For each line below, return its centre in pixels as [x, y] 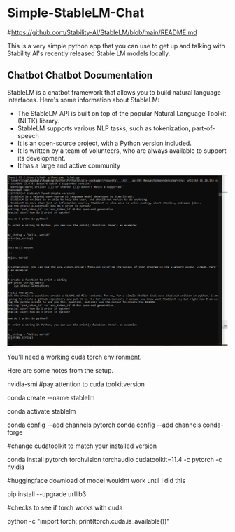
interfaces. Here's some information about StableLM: [84, 100]
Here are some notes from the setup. [60, 371]
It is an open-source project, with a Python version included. [105, 143]
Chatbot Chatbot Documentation [80, 75]
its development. [41, 158]
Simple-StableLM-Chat [76, 13]
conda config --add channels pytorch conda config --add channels [104, 425]
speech [28, 135]
